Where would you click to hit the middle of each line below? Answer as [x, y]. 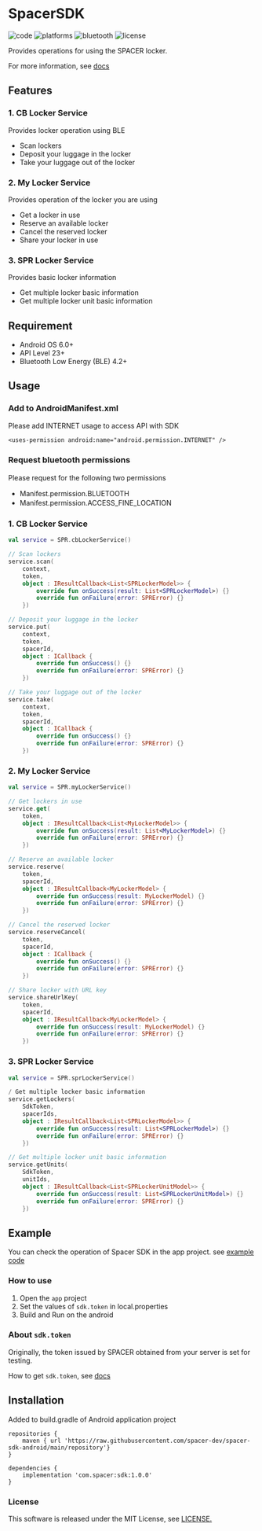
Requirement [40, 326]
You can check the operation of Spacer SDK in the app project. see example [131, 1252]
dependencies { [33, 1468]
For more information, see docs [59, 66]
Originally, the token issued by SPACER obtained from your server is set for [129, 1352]
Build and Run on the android [66, 1315]
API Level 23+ [42, 353]
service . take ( [31, 699]
